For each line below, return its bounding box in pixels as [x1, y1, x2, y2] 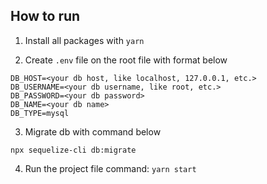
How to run [10, 8, 81, 25]
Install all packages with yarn [24, 34, 145, 46]
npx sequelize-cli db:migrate [10, 145, 137, 155]
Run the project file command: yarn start [24, 162, 197, 174]
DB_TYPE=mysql [10, 108, 70, 118]
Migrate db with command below [24, 125, 162, 138]
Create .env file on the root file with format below [24, 54, 228, 66]
